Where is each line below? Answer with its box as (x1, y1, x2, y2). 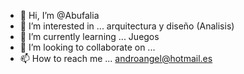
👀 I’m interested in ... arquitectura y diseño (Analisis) (19, 20, 235, 32)
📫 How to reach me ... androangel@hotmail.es (19, 53, 213, 64)
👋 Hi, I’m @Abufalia (19, 10, 100, 21)
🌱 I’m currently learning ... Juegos (19, 31, 160, 42)
